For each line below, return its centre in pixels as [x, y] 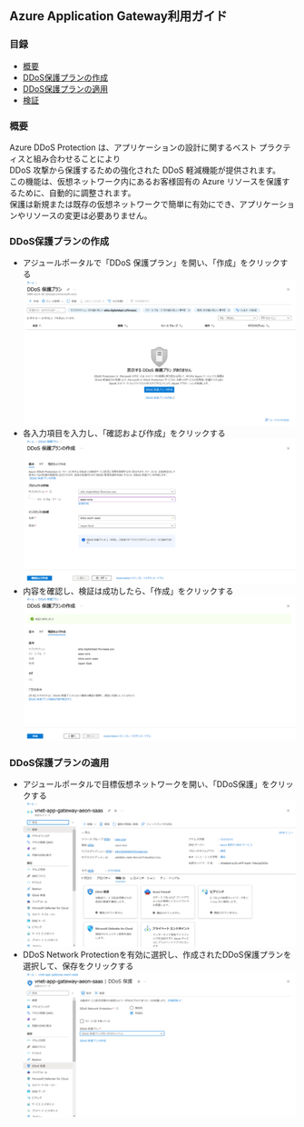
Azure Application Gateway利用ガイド [118, 16]
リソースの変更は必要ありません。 [88, 215]
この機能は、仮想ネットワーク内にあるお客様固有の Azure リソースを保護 [146, 181]
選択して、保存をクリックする [78, 965]
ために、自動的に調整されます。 [76, 193]
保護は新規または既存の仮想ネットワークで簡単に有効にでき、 [125, 204]
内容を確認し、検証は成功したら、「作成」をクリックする [128, 591]
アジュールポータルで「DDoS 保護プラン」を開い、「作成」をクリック [151, 263]
